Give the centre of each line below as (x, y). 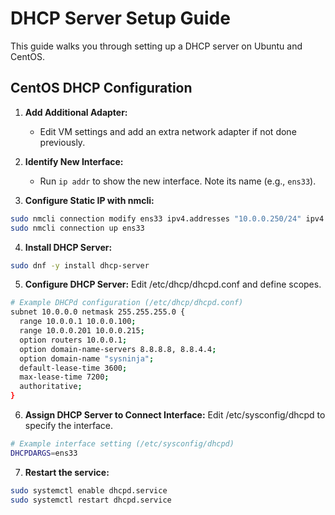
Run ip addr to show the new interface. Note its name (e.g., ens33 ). (178, 181)
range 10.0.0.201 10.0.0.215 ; (82, 331)
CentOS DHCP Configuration (101, 88)
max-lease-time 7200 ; (64, 377)
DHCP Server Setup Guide (120, 18)
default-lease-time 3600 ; (73, 368)
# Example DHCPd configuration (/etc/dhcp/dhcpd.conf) (127, 303)
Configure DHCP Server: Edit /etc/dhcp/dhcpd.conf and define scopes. (173, 284)
